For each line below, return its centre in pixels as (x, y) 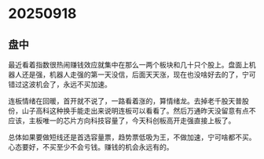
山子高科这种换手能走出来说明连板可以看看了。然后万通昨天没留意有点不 (139, 111)
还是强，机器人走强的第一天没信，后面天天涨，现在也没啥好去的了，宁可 (139, 74)
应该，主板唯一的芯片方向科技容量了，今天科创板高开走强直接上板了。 (122, 121)
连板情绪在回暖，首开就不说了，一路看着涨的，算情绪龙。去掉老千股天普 (125, 101)
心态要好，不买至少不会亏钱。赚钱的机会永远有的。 (91, 147)
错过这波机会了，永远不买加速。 (60, 84)
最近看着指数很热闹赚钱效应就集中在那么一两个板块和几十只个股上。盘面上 (128, 65)
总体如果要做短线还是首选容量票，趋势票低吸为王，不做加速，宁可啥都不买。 (132, 137)
